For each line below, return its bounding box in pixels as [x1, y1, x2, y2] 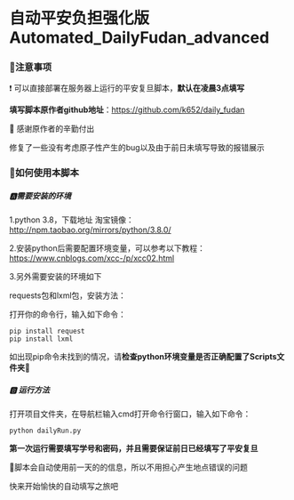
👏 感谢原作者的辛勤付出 [9, 124, 95, 134]
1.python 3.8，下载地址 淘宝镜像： [9, 214, 135, 225]
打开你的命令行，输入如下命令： [9, 309, 126, 320]
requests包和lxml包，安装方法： [9, 290, 127, 301]
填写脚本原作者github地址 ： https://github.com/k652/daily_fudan [9, 104, 245, 116]
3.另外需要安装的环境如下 [9, 271, 102, 282]
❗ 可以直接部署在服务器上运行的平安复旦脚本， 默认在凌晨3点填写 [9, 83, 245, 93]
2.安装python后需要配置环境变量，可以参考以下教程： [9, 243, 206, 254]
